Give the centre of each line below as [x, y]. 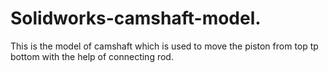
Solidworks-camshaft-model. [136, 18]
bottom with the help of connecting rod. [92, 56]
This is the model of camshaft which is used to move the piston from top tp [164, 46]
